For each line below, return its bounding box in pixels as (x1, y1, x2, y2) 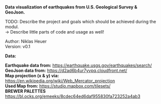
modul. (5, 24, 19, 30)
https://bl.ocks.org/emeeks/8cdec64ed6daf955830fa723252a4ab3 (5, 93, 141, 99)
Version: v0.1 (5, 44, 31, 49)
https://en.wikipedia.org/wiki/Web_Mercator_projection (5, 78, 115, 84)
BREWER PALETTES (5, 88, 46, 94)
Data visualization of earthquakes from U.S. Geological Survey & (5, 4, 137, 10)
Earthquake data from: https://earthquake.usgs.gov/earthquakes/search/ (5, 63, 152, 68)
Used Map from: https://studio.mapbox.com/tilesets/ (5, 83, 111, 89)
